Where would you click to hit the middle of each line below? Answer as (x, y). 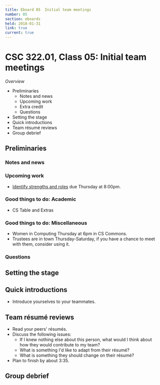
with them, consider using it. (41, 244)
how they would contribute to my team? (60, 345)
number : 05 (16, 14)
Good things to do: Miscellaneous (46, 223)
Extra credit (31, 106)
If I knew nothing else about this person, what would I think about (86, 340)
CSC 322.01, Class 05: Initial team (76, 57)
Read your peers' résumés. (40, 329)
